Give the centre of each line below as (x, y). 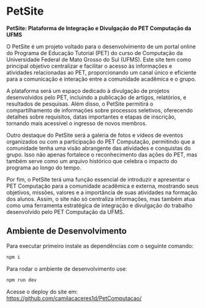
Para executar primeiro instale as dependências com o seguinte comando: (100, 246)
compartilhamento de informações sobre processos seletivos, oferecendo (100, 110)
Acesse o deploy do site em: (42, 291)
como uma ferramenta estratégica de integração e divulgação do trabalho (99, 205)
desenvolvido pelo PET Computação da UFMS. (65, 211)
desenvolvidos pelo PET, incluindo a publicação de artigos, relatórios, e (96, 97)
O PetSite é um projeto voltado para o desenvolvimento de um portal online (101, 46)
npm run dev (21, 280)
